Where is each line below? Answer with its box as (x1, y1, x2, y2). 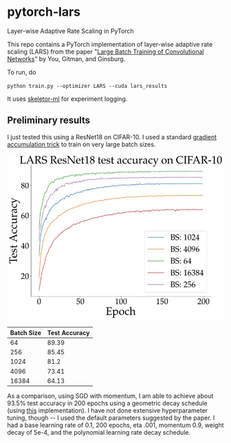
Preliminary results (7, 115, 91, 126)
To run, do (7, 68, 36, 76)
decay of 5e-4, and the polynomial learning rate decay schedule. (7, 429, 191, 437)
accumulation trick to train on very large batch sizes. (7, 140, 156, 148)
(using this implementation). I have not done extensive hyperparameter (7, 407, 208, 415)
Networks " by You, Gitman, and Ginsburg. (7, 54, 126, 63)
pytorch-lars (7, 4, 81, 20)
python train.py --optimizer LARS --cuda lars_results (7, 82, 168, 89)
